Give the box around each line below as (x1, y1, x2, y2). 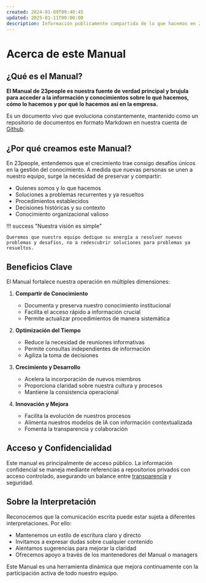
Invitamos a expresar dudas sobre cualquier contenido (15, 538, 153, 545)
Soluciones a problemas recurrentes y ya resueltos (15, 191, 144, 198)
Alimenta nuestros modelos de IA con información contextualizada (24, 419, 193, 426)
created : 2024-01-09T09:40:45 (6, 9, 84, 15)
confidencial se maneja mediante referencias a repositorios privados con (6, 466, 191, 473)
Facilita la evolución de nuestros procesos (24, 412, 131, 419)
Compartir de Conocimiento (15, 290, 88, 297)
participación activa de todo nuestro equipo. (6, 569, 118, 577)
